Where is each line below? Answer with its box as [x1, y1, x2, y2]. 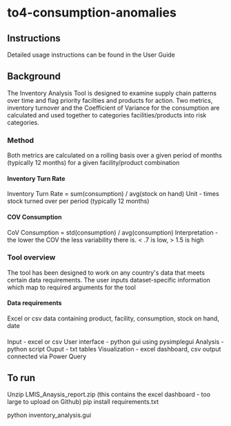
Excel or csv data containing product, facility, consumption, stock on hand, [7, 314, 219, 322]
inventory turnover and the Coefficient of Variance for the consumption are [7, 104, 220, 112]
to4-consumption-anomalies [7, 5, 177, 21]
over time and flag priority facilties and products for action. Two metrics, [7, 96, 213, 104]
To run [7, 372, 36, 384]
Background [7, 70, 61, 82]
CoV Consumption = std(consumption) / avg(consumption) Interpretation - [7, 228, 219, 236]
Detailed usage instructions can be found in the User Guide [7, 50, 176, 59]
